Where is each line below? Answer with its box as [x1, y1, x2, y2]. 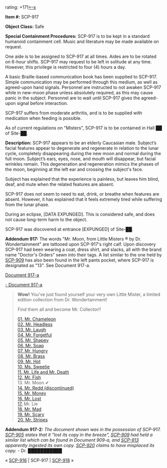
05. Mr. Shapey [17, 337, 49, 343]
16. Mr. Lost [17, 396, 41, 401]
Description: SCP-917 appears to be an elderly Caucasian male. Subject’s [5, 140, 157, 146]
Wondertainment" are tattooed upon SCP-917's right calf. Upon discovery [5, 241, 156, 247]
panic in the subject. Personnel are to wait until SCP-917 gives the [5, 95, 141, 101]
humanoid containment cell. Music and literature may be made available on [5, 38, 159, 44]
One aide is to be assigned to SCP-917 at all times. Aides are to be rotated [5, 53, 157, 59]
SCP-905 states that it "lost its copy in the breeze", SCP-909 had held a [5, 432, 153, 438]
